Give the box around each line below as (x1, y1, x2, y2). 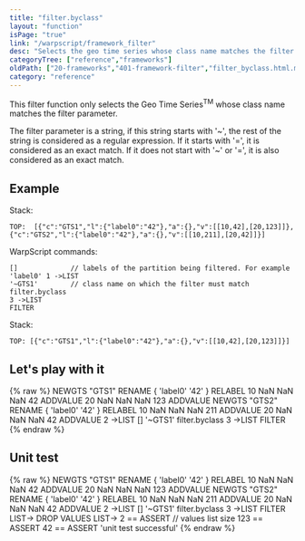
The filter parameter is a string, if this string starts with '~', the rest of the (9, 126, 281, 137)
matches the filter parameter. (9, 108, 118, 119)
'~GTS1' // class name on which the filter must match (9, 280, 250, 289)
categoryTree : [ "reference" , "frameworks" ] (9, 55, 172, 64)
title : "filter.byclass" (9, 13, 103, 23)
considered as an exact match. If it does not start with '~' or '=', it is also (9, 145, 280, 156)
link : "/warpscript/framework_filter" (9, 38, 156, 48)
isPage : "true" (9, 30, 67, 39)
